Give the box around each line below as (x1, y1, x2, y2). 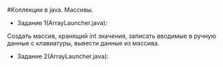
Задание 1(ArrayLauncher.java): (16, 19, 108, 26)
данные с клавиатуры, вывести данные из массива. (7, 39, 160, 47)
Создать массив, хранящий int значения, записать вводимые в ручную (7, 32, 217, 40)
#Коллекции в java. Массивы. (7, 6, 94, 14)
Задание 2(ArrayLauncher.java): (16, 52, 109, 60)
